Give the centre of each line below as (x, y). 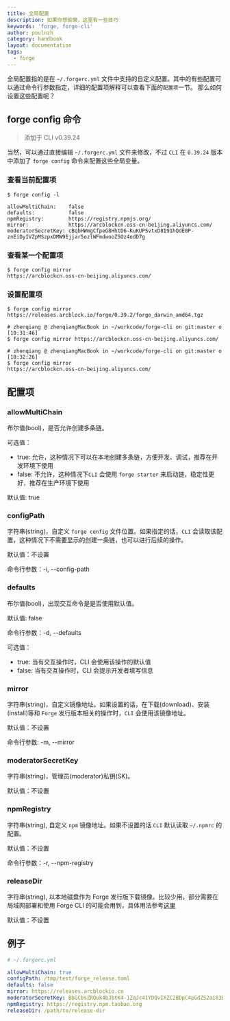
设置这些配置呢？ (31, 96)
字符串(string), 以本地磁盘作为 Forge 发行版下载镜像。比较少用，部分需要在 (113, 897)
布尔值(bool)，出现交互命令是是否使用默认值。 (73, 603)
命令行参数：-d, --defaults (44, 632)
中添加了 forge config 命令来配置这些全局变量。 (75, 160)
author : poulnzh (30, 33)
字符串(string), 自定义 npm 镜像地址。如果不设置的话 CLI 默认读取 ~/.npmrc (111, 824)
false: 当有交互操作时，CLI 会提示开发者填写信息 (85, 670)
